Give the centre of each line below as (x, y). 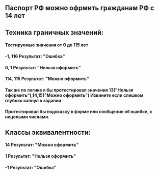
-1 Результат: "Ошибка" (31, 167)
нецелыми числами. (27, 117)
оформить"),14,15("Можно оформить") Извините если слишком (74, 95)
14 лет (15, 16)
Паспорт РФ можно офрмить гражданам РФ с (80, 8)
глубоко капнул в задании (33, 100)
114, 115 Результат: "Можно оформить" (47, 79)
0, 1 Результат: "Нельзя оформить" (43, 67)
